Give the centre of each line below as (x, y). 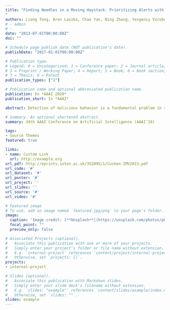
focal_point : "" (27, 225)
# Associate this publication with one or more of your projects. (79, 243)
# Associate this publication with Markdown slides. (64, 281)
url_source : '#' (22, 192)
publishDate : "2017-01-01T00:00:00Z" (45, 52)
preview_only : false (31, 229)
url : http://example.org (36, 159)
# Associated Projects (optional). (43, 238)
